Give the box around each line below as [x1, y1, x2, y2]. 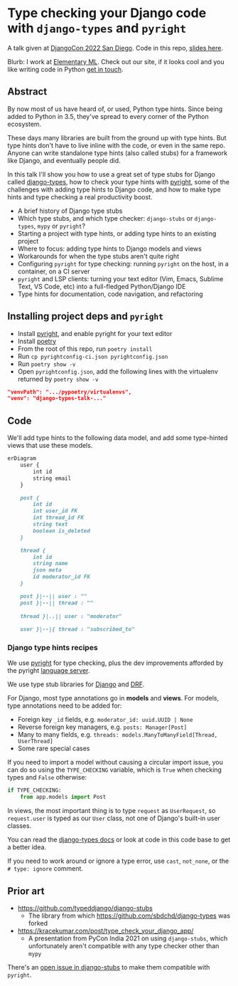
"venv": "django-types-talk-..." [7, 395, 107, 402]
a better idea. [7, 843, 47, 851]
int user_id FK [33, 508, 78, 515]
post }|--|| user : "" [20, 592, 87, 599]
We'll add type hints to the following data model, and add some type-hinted [7, 434, 228, 442]
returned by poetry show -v [17, 374, 99, 383]
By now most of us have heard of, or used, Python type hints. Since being [7, 105, 223, 113]
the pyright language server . [7, 666, 90, 675]
